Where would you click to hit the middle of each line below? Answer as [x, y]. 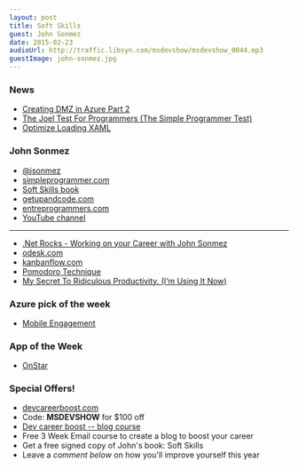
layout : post [33, 17]
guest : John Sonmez [45, 34]
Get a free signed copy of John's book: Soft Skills [113, 446]
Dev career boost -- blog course [81, 426]
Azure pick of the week [60, 304]
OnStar [35, 366]
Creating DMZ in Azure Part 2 [76, 109]
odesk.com [43, 252]
